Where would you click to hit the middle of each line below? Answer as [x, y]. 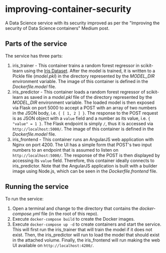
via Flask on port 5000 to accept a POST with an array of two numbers [84, 107]
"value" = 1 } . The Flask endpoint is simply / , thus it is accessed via [83, 123]
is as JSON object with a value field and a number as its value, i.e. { [81, 118]
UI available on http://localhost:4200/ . [53, 245]
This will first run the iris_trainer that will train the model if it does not [82, 229]
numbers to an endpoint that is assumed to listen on [65, 150]
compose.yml [26, 213]
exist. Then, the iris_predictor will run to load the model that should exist [86, 235]
